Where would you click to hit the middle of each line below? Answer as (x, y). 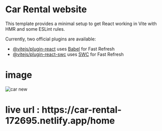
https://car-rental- (82, 110)
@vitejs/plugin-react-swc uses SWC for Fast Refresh (68, 54)
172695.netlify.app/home (60, 121)
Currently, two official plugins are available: (51, 39)
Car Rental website (46, 9)
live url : (22, 110)
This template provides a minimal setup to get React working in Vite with (81, 24)
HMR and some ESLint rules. (35, 29)
